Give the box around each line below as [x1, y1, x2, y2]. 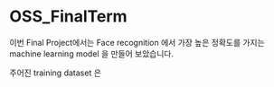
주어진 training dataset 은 [9, 67, 102, 78]
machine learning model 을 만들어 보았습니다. [9, 48, 175, 59]
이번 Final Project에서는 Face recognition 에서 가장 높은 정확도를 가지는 [9, 37, 265, 48]
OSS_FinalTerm [9, 6, 128, 27]
